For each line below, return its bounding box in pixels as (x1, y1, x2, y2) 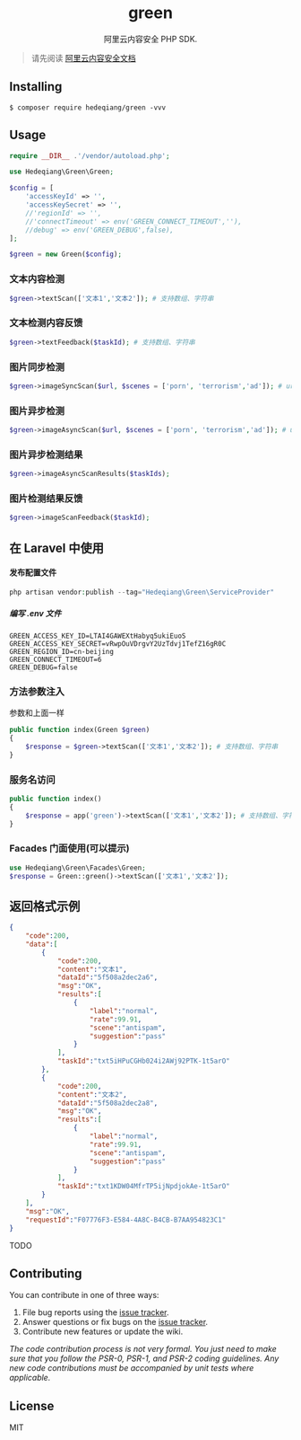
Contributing (9, 1266, 82, 1281)
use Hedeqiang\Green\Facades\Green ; (9, 863, 146, 872)
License (9, 1398, 55, 1413)
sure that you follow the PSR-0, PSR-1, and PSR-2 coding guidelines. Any (9, 1353, 279, 1364)
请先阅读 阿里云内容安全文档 (30, 52, 136, 63)
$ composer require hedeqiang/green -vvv (9, 102, 167, 112)
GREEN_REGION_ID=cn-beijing (9, 647, 115, 656)
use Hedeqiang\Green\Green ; (9, 167, 115, 177)
